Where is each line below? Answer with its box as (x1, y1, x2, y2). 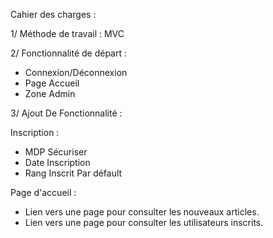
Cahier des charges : (10, 9, 97, 20)
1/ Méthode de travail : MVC (10, 28, 125, 39)
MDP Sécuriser (24, 146, 88, 158)
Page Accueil (24, 77, 80, 89)
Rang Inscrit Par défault (24, 167, 123, 179)
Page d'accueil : (10, 187, 77, 198)
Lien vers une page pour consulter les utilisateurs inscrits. (24, 217, 264, 228)
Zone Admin (24, 88, 76, 99)
